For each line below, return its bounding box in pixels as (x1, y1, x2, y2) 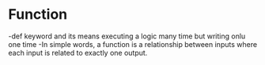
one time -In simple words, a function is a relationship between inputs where (8, 39, 258, 49)
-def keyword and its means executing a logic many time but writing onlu (8, 31, 246, 41)
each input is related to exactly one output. (8, 48, 148, 57)
